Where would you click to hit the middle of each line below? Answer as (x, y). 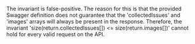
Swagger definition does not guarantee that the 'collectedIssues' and (93, 15)
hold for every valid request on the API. (56, 34)
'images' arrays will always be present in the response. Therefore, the (94, 21)
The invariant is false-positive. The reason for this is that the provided (94, 9)
